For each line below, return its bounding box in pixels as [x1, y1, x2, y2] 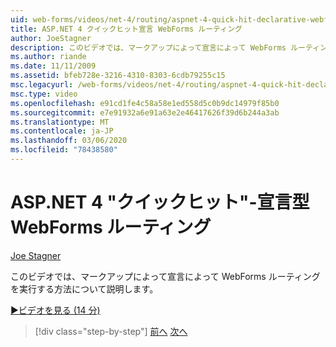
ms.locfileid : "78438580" [10, 145, 118, 155]
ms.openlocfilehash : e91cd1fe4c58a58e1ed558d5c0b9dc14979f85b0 [10, 98, 280, 108]
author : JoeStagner [10, 33, 92, 43]
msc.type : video [10, 89, 78, 99]
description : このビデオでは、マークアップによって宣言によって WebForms [10, 42, 287, 53]
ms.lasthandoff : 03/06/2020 [10, 136, 128, 146]
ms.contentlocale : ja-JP [10, 126, 114, 136]
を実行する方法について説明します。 [10, 282, 159, 295]
